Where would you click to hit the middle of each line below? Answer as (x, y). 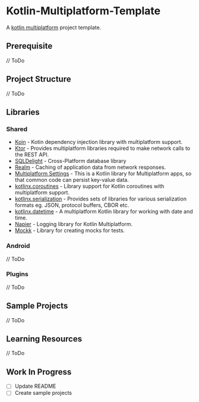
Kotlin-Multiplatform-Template (83, 11)
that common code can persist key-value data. (72, 180)
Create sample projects (43, 393)
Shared (17, 129)
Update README (35, 386)
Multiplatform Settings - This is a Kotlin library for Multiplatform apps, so (103, 174)
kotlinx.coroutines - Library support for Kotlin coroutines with (89, 186)
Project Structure (39, 79)
